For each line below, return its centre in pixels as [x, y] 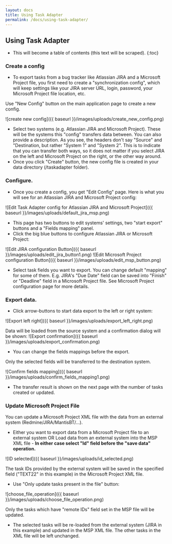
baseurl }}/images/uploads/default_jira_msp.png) [57, 213]
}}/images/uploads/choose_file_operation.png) [55, 500]
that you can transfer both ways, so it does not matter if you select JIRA [89, 151]
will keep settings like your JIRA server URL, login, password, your [83, 88]
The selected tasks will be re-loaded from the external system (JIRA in [87, 525]
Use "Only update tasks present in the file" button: [66, 484]
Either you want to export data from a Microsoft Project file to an [81, 432]
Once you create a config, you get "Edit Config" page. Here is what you [88, 192]
